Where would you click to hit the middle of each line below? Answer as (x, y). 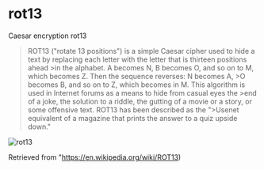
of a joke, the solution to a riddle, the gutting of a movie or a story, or (140, 101)
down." (39, 127)
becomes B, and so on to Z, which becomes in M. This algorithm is (136, 85)
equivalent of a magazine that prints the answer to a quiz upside (132, 118)
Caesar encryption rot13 (48, 36)
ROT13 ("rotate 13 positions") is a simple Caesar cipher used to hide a (141, 51)
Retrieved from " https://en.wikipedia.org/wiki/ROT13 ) (95, 157)
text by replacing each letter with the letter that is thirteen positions (137, 59)
